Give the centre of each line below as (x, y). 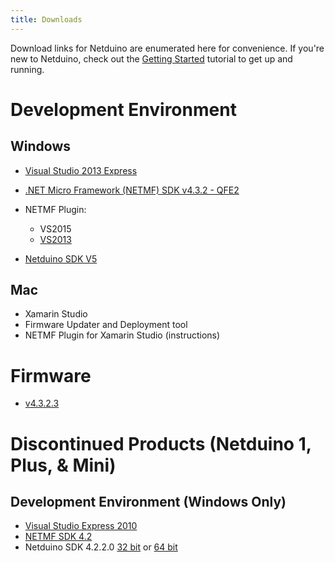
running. (27, 69)
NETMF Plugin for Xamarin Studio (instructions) (122, 335)
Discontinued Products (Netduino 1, (161, 443)
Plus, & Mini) (63, 465)
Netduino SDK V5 (61, 258)
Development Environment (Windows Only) (148, 501)
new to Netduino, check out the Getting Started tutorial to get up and (151, 58)
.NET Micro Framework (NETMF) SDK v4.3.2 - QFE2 (132, 190)
